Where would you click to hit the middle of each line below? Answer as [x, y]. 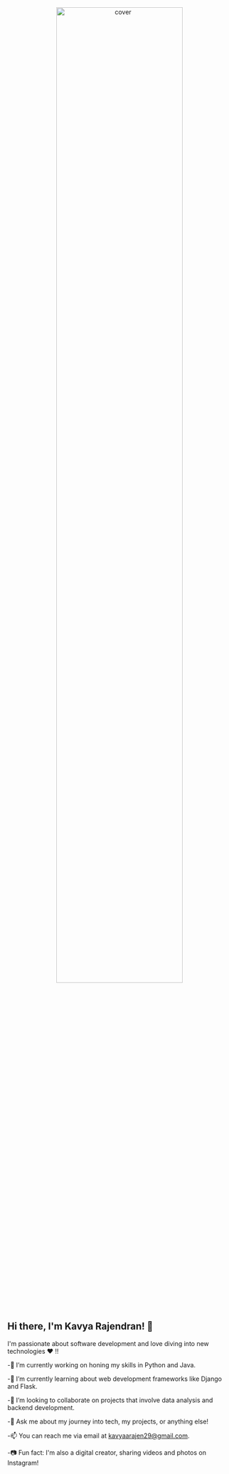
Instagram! [23, 1463]
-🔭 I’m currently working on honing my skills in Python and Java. [102, 1364]
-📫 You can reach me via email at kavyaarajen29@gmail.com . [98, 1436]
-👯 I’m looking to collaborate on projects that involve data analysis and [110, 1400]
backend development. [41, 1407]
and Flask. [22, 1386]
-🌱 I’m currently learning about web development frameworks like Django [115, 1379]
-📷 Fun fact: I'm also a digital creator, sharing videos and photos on [107, 1452]
